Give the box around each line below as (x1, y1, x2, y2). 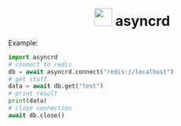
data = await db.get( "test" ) (8, 82, 104, 90)
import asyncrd (8, 53, 58, 61)
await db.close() (8, 111, 65, 119)
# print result (8, 90, 58, 98)
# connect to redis (8, 60, 72, 68)
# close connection (8, 104, 72, 113)
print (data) (8, 97, 47, 105)
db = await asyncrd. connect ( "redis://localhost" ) (8, 67, 175, 76)
